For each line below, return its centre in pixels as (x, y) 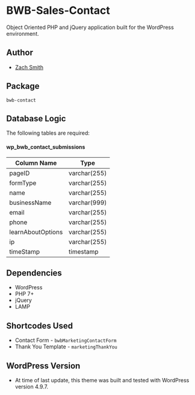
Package (23, 86)
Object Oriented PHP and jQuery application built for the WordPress (90, 27)
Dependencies (34, 273)
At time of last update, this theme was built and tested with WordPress (102, 381)
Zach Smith (29, 67)
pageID (20, 173)
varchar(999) (88, 202)
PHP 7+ (24, 294)
